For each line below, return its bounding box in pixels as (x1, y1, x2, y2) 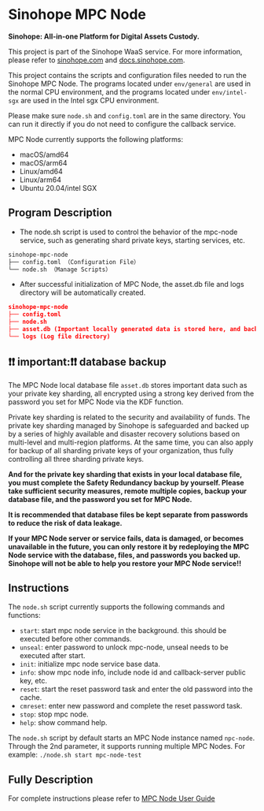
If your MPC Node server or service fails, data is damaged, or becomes (8, 534, 244, 543)
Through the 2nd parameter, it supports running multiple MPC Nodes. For (8, 742, 246, 751)
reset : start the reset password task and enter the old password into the (19, 684, 253, 694)
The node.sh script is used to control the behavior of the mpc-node (19, 227, 238, 236)
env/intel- (211, 88, 247, 96)
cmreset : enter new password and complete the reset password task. (19, 701, 243, 711)
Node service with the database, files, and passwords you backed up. (8, 550, 241, 560)
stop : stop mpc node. (19, 709, 89, 719)
